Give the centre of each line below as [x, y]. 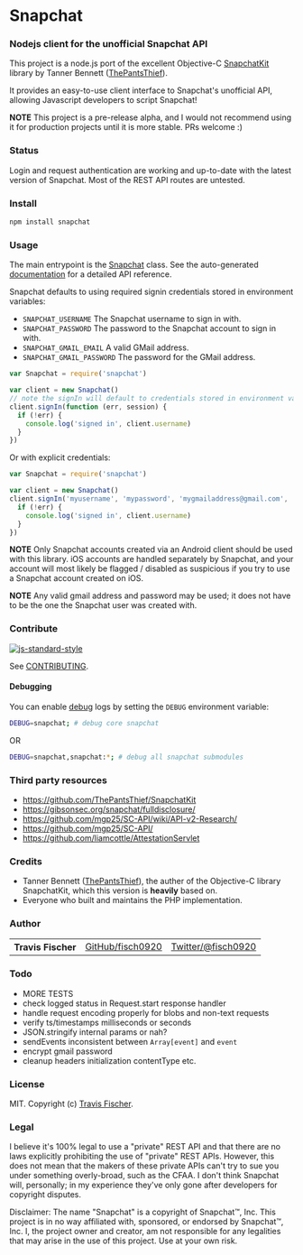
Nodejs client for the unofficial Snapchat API [109, 44]
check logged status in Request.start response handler [124, 1003]
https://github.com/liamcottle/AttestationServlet [111, 838]
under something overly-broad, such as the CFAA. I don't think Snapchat [144, 1176]
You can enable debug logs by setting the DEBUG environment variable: [139, 706]
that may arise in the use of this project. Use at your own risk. [124, 1241]
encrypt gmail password [67, 1051]
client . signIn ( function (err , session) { [88, 407]
